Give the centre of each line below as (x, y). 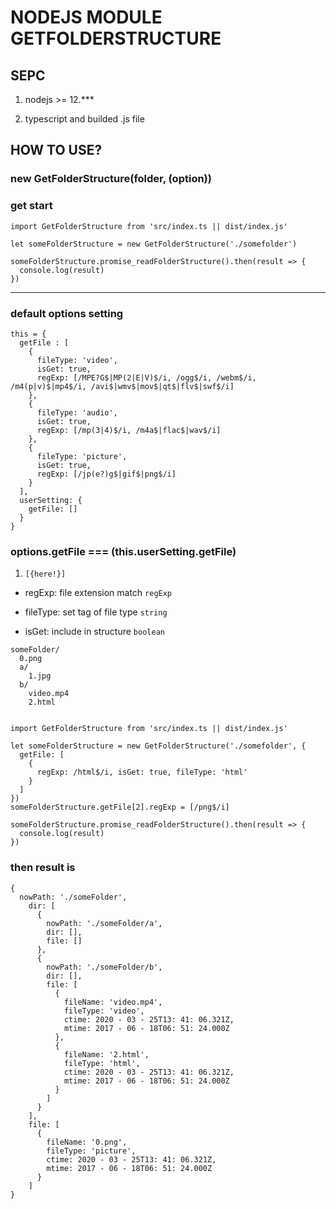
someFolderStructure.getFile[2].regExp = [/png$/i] (120, 807)
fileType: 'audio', (77, 412)
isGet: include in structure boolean (94, 632)
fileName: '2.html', (106, 1054)
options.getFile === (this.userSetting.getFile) (123, 551)
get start (31, 206)
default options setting (67, 313)
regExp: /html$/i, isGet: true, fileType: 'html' (142, 772)
